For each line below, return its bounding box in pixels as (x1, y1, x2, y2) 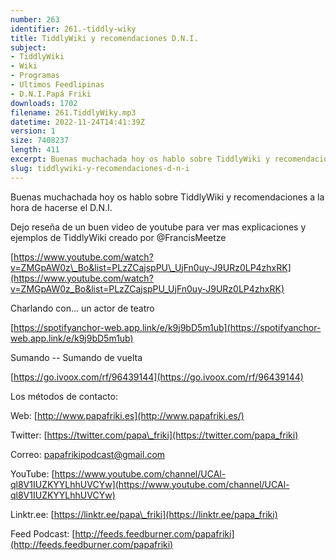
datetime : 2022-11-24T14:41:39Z (10, 117, 145, 127)
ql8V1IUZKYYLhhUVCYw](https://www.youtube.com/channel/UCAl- (10, 478, 290, 490)
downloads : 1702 (10, 98, 78, 108)
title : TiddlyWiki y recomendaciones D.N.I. (10, 33, 199, 43)
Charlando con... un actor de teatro (10, 302, 155, 314)
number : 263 (10, 14, 60, 25)
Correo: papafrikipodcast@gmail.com (10, 448, 166, 460)
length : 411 (10, 145, 60, 155)
